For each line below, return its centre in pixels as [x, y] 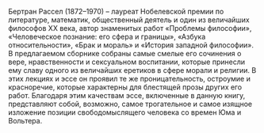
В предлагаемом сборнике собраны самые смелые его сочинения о [125, 53]
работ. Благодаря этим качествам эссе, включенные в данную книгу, [127, 95]
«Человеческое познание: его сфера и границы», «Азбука [107, 36]
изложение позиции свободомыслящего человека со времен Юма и [125, 112]
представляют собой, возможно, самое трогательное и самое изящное [130, 104]
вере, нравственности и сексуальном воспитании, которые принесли [127, 62]
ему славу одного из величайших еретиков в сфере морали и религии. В [132, 70]
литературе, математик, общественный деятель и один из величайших [129, 20]
